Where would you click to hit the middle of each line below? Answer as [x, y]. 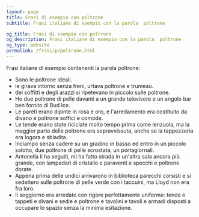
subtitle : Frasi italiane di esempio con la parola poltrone [86, 23]
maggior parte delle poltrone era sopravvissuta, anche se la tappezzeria [104, 131]
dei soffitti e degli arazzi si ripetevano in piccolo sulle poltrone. [92, 92]
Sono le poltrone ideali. [44, 80]
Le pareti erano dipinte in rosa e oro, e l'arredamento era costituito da [101, 112]
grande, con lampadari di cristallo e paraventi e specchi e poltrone [97, 163]
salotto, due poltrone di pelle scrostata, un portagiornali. [84, 150]
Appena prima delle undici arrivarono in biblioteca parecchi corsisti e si [103, 175]
